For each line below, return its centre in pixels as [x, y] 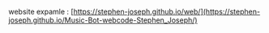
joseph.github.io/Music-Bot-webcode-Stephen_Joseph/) [103, 20]
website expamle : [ [41, 12]
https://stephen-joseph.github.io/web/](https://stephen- [167, 12]
